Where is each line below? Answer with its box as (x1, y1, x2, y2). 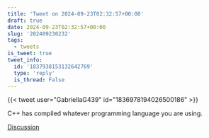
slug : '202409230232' (7, 30, 72, 38)
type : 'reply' (13, 69, 55, 76)
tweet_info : (7, 57, 43, 64)
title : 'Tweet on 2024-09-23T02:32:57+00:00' (7, 10, 144, 18)
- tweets (13, 43, 40, 50)
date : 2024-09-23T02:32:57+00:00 (7, 23, 106, 30)
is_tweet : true (7, 50, 52, 57)
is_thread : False (13, 76, 65, 84)
